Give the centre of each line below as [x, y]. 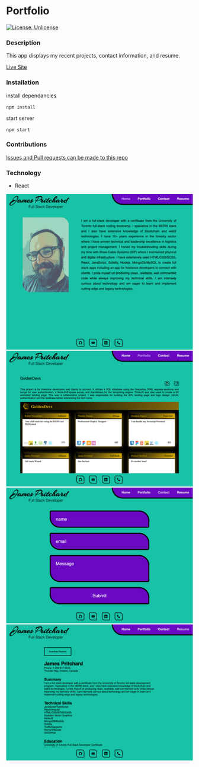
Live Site [17, 67]
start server [20, 118]
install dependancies [31, 96]
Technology [24, 173]
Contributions [27, 145]
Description [23, 43]
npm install [21, 107]
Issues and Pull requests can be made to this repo [67, 157]
